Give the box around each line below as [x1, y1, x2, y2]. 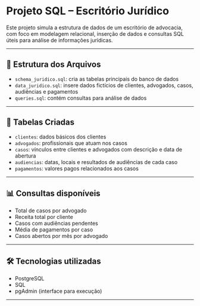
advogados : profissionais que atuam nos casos [14, 139, 128, 147]
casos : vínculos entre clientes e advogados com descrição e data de [14, 146, 183, 153]
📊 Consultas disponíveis [6, 188, 101, 198]
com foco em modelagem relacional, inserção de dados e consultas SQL [6, 30, 185, 37]
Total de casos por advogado [14, 207, 87, 214]
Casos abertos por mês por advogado [14, 233, 108, 240]
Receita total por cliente [14, 214, 73, 221]
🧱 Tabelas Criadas [6, 118, 75, 128]
